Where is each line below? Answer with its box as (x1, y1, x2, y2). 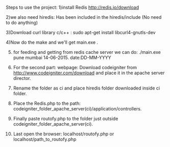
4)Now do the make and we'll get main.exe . (6, 39, 99, 45)
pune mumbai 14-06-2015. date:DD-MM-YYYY (13, 54, 111, 61)
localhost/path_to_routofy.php (13, 136, 77, 142)
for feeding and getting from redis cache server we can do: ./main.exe (13, 49, 161, 55)
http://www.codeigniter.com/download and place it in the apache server (13, 70, 165, 76)
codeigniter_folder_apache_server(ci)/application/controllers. (13, 106, 142, 111)
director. (13, 75, 31, 81)
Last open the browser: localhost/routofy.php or (13, 131, 114, 137)
